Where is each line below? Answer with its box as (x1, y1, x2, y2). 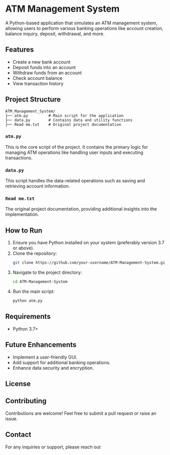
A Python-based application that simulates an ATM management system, (5, 20, 158, 26)
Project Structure (5, 95, 61, 104)
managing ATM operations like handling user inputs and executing (5, 149, 144, 155)
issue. (5, 415, 18, 421)
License (5, 379, 31, 388)
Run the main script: (12, 288, 55, 295)
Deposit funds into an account (12, 64, 76, 70)
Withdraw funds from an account (12, 70, 82, 76)
